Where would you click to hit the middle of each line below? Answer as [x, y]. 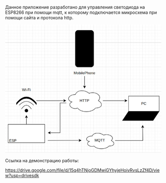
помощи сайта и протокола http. [39, 18]
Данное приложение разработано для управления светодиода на [75, 7]
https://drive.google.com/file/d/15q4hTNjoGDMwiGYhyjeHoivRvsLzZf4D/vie [83, 170]
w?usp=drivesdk [22, 176]
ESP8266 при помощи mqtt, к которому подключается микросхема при [81, 12]
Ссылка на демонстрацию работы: [42, 161]
